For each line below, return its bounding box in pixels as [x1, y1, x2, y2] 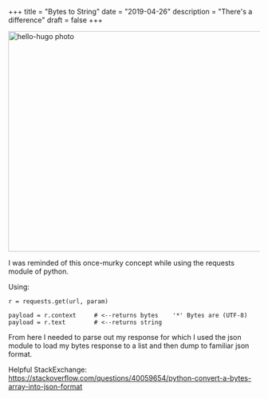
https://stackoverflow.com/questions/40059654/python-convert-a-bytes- [8, 373, 252, 382]
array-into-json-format [8, 382, 83, 391]
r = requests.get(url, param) [8, 298, 109, 306]
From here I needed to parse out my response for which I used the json [8, 333, 242, 342]
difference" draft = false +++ [8, 15, 104, 25]
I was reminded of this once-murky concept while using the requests [8, 259, 235, 267]
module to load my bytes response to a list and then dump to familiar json [8, 341, 250, 350]
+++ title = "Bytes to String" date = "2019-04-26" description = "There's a [8, 7, 253, 16]
